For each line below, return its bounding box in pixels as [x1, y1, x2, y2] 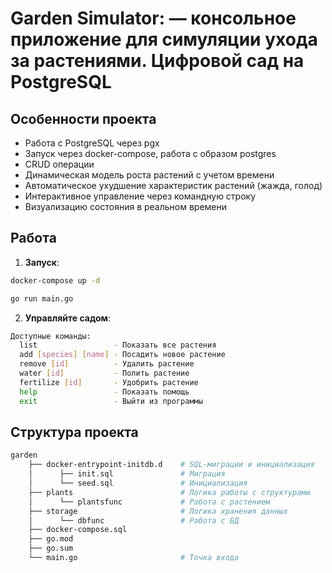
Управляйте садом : [24, 312, 111, 324]
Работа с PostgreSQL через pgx [24, 137, 160, 149]
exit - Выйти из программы [19, 396, 203, 406]
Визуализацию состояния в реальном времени [24, 201, 228, 212]
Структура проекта [10, 423, 139, 441]
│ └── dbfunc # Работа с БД [28, 515, 240, 526]
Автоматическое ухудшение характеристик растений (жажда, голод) [24, 180, 323, 191]
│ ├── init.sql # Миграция [28, 469, 226, 479]
